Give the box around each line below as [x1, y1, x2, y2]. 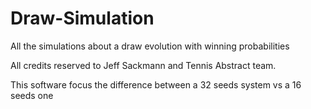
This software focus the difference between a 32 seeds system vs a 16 [10, 78, 302, 91]
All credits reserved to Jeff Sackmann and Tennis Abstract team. [10, 59, 277, 71]
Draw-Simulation [10, 7, 155, 30]
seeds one [10, 89, 54, 101]
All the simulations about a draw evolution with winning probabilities [10, 40, 290, 52]
